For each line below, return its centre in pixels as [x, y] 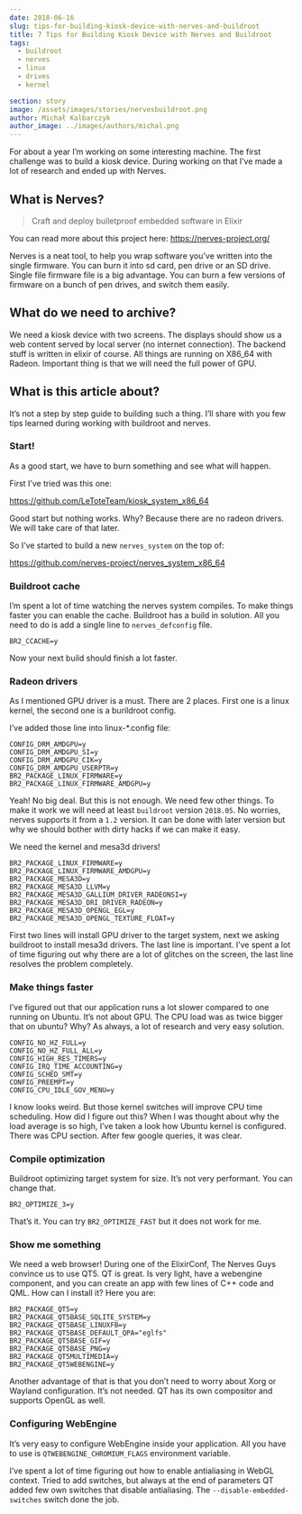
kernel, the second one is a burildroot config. [93, 711]
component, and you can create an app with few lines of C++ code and [142, 1283]
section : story [38, 101]
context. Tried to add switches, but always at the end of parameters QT [142, 1480]
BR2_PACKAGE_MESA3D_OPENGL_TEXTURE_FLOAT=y [92, 919]
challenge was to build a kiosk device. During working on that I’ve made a [146, 161]
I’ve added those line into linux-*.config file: [90, 728]
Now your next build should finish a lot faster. [93, 658]
